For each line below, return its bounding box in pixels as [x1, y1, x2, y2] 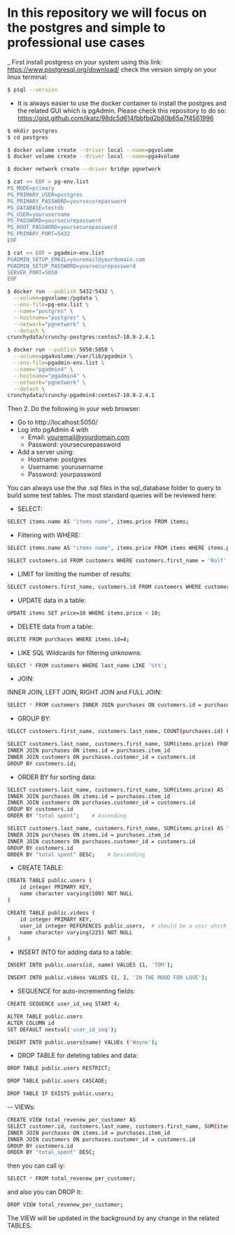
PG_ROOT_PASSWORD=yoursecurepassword [7, 224, 117, 231]
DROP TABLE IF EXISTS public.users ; [7, 1090, 114, 1097]
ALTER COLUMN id [7, 1019, 55, 1026]
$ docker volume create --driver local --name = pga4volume [7, 153, 180, 160]
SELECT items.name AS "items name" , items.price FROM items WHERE [7, 545, 205, 552]
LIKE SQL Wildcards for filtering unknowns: [17, 648, 142, 657]
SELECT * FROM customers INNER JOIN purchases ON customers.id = [7, 702, 201, 709]
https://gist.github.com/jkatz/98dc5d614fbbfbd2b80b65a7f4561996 [17, 113, 214, 122]
